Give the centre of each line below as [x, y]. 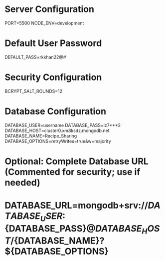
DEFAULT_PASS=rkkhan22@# [35, 57]
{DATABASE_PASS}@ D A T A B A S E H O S [82, 229]
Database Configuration [56, 111]
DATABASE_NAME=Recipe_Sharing [41, 135]
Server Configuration [49, 9]
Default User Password [53, 43]
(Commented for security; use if [73, 172]
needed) [22, 182]
